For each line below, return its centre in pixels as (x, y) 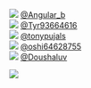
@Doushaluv (44, 57)
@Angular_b (43, 15)
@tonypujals (43, 36)
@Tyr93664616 (49, 25)
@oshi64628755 (51, 46)
